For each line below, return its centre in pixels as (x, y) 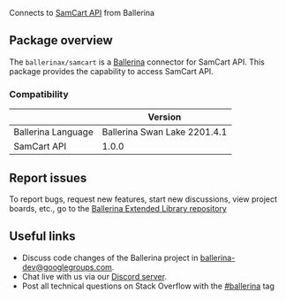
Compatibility (39, 94)
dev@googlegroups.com (67, 267)
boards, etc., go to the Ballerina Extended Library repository (118, 208)
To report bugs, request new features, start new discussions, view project (143, 199)
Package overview (61, 40)
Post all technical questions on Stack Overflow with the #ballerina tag (148, 286)
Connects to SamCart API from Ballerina (82, 13)
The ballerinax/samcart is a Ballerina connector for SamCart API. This (137, 62)
